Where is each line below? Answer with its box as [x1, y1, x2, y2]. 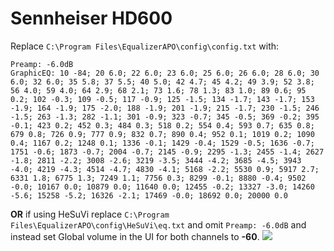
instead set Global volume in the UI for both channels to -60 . [10, 230, 260, 242]
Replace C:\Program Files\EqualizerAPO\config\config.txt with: [10, 40, 280, 52]
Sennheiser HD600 [10, 7, 173, 30]
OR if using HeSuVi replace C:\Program [10, 208, 170, 220]
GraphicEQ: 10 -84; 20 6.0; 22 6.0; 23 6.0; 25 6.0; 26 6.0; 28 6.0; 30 [10, 68, 320, 78]
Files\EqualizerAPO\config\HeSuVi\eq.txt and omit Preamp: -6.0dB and [10, 218, 307, 231]
